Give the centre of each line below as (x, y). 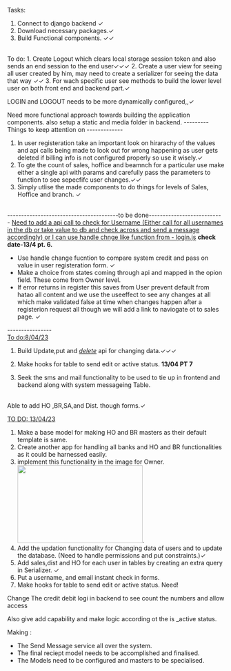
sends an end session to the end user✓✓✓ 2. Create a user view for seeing (115, 66)
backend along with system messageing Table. (84, 385)
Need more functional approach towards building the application (99, 115)
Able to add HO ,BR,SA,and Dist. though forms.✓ (77, 406)
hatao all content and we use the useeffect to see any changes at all (114, 294)
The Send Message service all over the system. (84, 646)
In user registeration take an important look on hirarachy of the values (116, 143)
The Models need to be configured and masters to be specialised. (111, 660)
